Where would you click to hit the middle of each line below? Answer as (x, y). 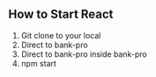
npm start (38, 63)
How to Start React (61, 14)
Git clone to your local (61, 35)
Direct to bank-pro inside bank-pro (84, 54)
